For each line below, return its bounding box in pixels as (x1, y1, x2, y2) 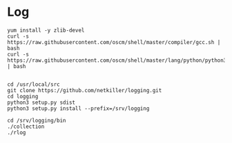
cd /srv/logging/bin (7, 117, 67, 124)
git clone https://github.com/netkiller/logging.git (7, 87, 162, 93)
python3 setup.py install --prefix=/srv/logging (7, 104, 150, 112)
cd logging (7, 93, 39, 100)
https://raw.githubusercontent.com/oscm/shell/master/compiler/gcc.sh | (7, 38, 221, 45)
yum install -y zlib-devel (7, 27, 85, 34)
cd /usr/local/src (7, 80, 60, 88)
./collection (7, 123, 45, 130)
